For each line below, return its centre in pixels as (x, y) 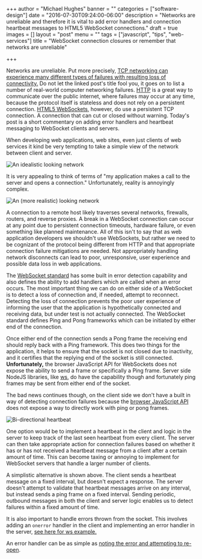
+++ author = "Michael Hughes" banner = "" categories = (78, 9)
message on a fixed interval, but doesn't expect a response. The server (95, 481)
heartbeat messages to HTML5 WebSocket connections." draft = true (92, 28)
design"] (17, 15)
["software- (164, 9)
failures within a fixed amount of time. (53, 507)
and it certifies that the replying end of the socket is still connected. (90, 358)
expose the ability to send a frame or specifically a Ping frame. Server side (99, 370)
